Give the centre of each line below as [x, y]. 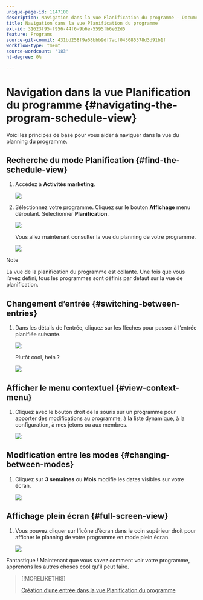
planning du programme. [37, 141]
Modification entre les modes [63, 455]
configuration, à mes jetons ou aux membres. [71, 425]
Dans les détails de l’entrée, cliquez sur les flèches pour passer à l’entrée [106, 328]
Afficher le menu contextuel [60, 388]
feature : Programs [29, 35]
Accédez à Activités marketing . [55, 184]
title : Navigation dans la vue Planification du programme [82, 23]
